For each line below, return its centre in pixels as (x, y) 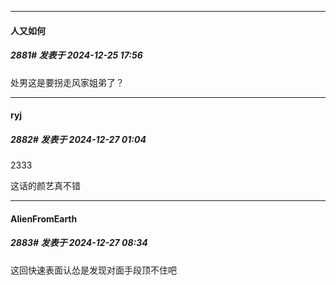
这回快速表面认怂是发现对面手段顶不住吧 (93, 270)
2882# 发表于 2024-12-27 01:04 (78, 139)
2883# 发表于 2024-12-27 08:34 (79, 243)
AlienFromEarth (44, 218)
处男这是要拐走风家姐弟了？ (67, 82)
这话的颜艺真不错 (45, 186)
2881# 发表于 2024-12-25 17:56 (76, 55)
